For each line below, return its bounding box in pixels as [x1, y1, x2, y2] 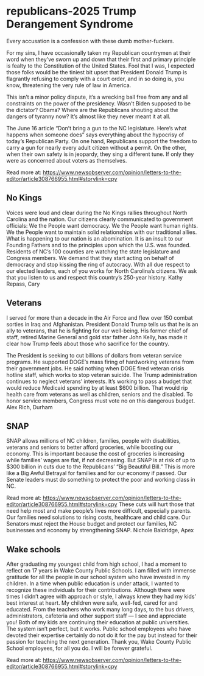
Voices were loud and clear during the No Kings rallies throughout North [6, 209, 188, 216]
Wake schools [6, 544, 61, 555]
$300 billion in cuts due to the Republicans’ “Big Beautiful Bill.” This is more [6, 463, 195, 470]
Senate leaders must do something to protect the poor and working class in [6, 476, 195, 484]
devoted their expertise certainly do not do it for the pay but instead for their [6, 632, 198, 639]
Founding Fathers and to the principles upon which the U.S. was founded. [6, 241, 191, 248]
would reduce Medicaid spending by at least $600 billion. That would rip [6, 384, 188, 391]
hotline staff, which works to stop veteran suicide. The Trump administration [6, 371, 197, 378]
